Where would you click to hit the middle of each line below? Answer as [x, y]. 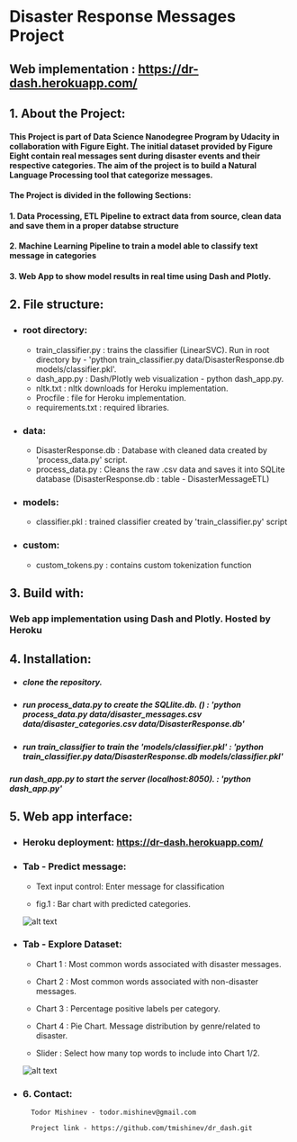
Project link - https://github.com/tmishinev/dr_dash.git [142, 1128]
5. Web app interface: [71, 817]
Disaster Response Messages [123, 17]
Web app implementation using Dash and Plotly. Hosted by [140, 619]
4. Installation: [50, 659]
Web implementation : [72, 69]
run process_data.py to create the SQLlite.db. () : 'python [131, 705]
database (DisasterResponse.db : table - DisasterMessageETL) [153, 478]
